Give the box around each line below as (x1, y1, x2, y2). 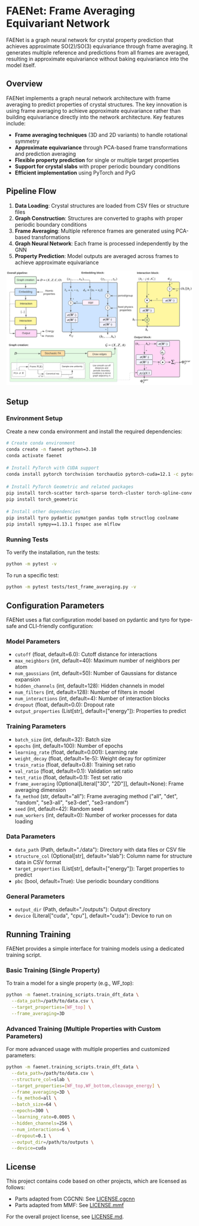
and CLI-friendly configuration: (18, 622, 94, 629)
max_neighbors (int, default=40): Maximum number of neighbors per (14, 657, 181, 664)
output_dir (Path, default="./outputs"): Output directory (14, 906, 151, 913)
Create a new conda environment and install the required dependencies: (6, 428, 182, 435)
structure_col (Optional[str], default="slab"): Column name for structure (14, 852, 192, 859)
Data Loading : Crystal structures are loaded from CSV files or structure (14, 202, 190, 209)
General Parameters (6, 892, 65, 900)
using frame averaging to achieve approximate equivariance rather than (6, 107, 181, 114)
